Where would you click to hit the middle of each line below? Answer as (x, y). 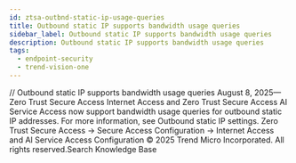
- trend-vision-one (53, 68)
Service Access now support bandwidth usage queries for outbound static (146, 111)
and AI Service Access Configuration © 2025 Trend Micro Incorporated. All (147, 140)
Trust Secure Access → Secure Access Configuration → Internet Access (142, 130)
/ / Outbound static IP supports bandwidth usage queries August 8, (131, 92)
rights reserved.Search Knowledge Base (83, 149)
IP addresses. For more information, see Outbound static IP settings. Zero (144, 120)
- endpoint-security (55, 59)
